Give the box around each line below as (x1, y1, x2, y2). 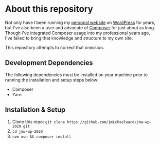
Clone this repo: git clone (12, 119, 65, 124)
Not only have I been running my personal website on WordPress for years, (5, 20, 156, 25)
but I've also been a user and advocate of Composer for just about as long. (5, 24, 156, 30)
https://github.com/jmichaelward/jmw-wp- (67, 120, 152, 124)
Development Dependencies (5, 59, 93, 67)
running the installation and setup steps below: (5, 77, 99, 82)
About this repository (5, 3, 93, 15)
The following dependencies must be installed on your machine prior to (5, 72, 148, 78)
